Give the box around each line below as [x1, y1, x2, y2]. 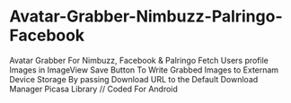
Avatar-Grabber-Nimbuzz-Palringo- [9, 6, 283, 27]
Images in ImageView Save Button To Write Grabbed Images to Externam [9, 64, 279, 75]
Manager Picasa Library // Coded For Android [9, 83, 178, 94]
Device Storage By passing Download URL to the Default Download [9, 73, 259, 84]
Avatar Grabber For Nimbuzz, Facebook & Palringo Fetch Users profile [9, 55, 269, 65]
